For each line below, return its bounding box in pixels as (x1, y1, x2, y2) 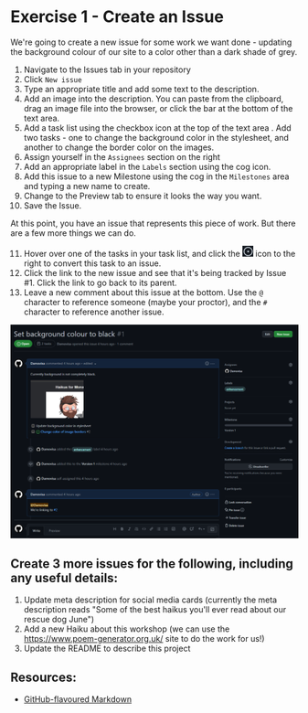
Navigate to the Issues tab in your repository (23, 64, 191, 75)
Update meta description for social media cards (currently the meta (23, 594, 278, 605)
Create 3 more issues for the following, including (10, 556, 293, 571)
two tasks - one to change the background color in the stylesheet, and (23, 132, 289, 143)
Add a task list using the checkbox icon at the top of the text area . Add (23, 122, 292, 133)
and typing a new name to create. (23, 180, 151, 191)
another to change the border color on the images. (23, 142, 214, 153)
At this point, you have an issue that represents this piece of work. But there (10, 218, 296, 229)
